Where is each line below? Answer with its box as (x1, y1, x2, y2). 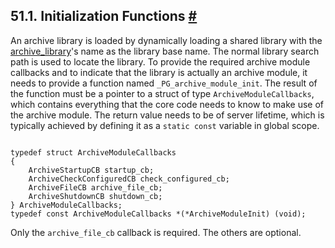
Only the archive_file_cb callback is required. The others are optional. (10, 226, 302, 238)
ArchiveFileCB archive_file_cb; (28, 182, 163, 193)
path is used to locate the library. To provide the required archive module (10, 55, 311, 68)
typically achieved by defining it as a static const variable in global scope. (10, 119, 320, 131)
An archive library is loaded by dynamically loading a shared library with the (10, 34, 323, 46)
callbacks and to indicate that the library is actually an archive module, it (10, 66, 308, 78)
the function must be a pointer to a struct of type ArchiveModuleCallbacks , (10, 87, 315, 99)
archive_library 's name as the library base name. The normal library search (10, 45, 320, 57)
